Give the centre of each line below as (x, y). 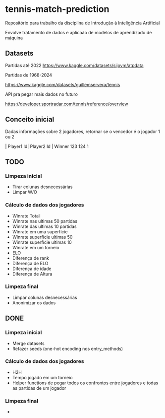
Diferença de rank (31, 258)
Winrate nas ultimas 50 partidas (45, 221)
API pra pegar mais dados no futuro (42, 94)
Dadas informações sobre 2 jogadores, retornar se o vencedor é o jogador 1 (82, 131)
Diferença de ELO (30, 263)
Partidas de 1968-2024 (29, 75)
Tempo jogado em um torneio (42, 377)
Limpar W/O (25, 192)
